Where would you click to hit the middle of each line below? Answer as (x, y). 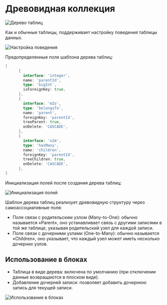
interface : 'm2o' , (42, 103)
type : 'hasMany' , (41, 145)
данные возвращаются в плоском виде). (56, 277)
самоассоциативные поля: (34, 207)
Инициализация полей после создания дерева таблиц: (64, 183)
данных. (14, 38)
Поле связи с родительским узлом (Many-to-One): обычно (75, 217)
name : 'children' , (42, 150)
